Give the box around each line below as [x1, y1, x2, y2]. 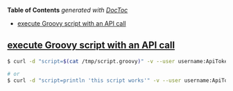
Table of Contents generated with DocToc [7, 6, 128, 14]
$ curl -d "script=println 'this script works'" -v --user [7, 76, 182, 84]
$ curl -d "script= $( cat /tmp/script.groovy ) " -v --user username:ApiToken [7, 58, 231, 65]
